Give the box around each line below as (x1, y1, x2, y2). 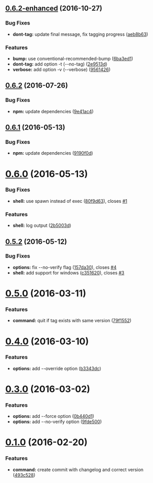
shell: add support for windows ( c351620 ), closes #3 (12, 269, 124, 276)
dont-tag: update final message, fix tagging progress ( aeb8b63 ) (12, 31, 148, 37)
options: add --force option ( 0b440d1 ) (12, 413, 94, 419)
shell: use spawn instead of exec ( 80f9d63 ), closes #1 (12, 198, 127, 204)
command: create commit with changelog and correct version (12, 466, 144, 473)
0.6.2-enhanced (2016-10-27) (5, 4, 103, 13)
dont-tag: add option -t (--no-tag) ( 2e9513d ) (12, 61, 108, 67)
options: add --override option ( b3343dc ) (12, 365, 101, 371)
